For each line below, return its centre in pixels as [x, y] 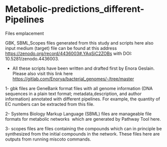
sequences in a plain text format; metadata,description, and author [73, 94]
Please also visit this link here [42, 73]
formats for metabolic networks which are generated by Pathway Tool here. [83, 119]
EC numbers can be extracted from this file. [50, 104]
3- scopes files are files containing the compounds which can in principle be [83, 128]
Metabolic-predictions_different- [75, 9]
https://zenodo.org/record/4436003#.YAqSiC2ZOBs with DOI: [69, 53]
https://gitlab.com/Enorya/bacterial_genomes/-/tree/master [73, 79]
